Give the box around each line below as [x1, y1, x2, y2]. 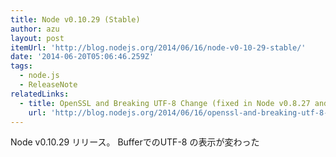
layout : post [10, 33, 65, 43]
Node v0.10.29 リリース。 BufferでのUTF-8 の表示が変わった [10, 136, 260, 148]
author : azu [10, 24, 60, 34]
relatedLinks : [10, 89, 70, 99]
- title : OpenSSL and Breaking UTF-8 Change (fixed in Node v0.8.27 [19, 98, 311, 108]
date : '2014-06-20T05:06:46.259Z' [10, 52, 155, 62]
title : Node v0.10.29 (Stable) [10, 14, 141, 25]
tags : [10, 61, 33, 71]
